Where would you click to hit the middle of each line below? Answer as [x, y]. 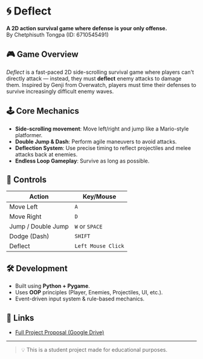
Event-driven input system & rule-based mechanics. [80, 299]
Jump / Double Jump [39, 227]
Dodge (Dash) [29, 236]
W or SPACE [89, 227]
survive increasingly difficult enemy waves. [60, 91]
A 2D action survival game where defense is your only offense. [87, 28]
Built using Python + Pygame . [53, 286]
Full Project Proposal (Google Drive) [60, 332]
